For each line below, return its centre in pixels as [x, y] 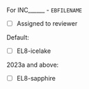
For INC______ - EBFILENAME [44, 10]
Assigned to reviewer [47, 23]
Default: [18, 38]
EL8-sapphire [36, 79]
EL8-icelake [34, 51]
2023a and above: [33, 65]
